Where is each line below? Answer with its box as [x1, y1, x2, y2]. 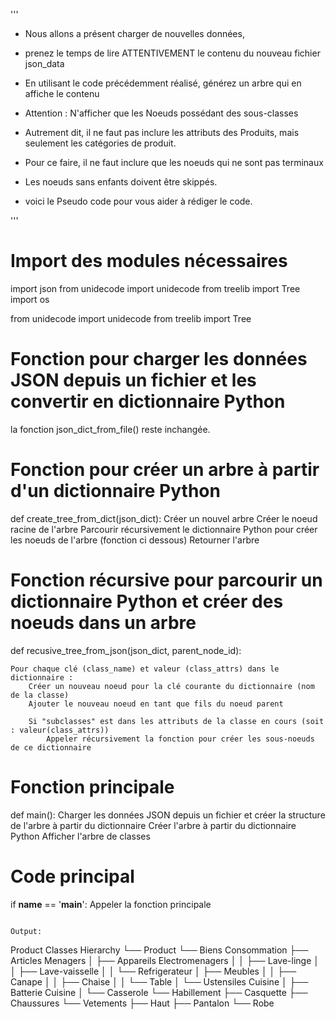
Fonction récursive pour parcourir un [10, 569, 323, 591]
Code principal [10, 865, 135, 888]
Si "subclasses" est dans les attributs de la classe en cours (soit [28, 716, 325, 726]
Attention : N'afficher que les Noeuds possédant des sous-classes [24, 107, 299, 119]
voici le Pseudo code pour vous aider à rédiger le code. [24, 195, 253, 207]
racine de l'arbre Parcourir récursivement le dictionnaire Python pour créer [10, 523, 318, 535]
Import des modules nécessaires [10, 250, 288, 273]
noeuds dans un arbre [10, 612, 197, 634]
